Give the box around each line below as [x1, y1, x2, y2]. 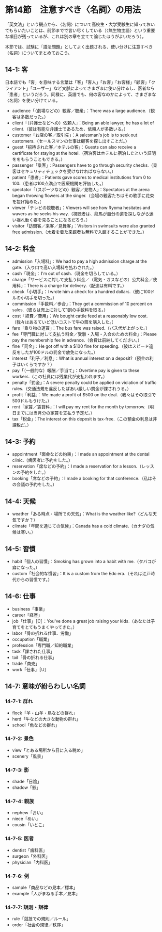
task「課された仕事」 [12, 648, 55, 654]
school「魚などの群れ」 [12, 722, 59, 728]
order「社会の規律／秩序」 [12, 922, 66, 928]
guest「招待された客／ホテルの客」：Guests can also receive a [12, 144, 136, 150]
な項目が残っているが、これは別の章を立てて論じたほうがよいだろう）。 [5, 33, 147, 39]
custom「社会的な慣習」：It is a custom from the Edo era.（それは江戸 [12, 571, 151, 576]
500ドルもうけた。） [12, 398, 52, 403]
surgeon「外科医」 [12, 853, 50, 859]
